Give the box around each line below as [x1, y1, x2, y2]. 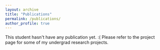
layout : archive [5, 7, 39, 12]
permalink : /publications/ [5, 16, 61, 21]
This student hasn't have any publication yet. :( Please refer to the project [5, 34, 155, 40]
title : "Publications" [5, 12, 52, 17]
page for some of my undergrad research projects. [5, 40, 109, 46]
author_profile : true [5, 21, 50, 26]
